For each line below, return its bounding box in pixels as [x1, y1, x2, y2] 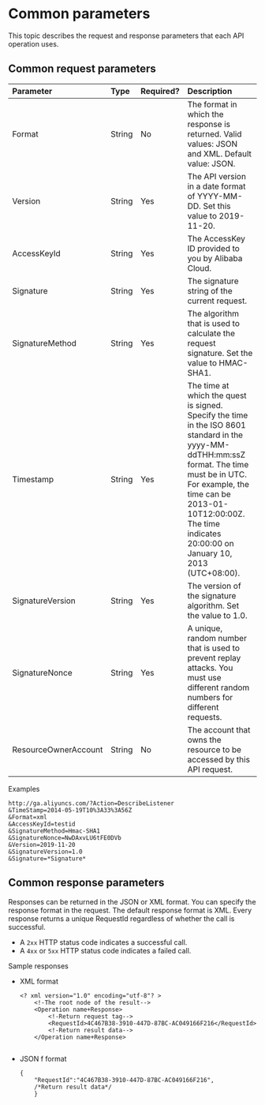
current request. [187, 295, 248, 306]
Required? [140, 85, 180, 96]
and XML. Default [187, 148, 252, 159]
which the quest [187, 390, 247, 401]
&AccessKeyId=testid [8, 820, 77, 828]
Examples [8, 784, 40, 793]
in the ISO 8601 [187, 419, 246, 430]
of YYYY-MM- [187, 190, 243, 201]
